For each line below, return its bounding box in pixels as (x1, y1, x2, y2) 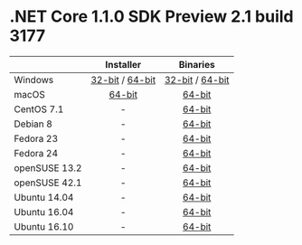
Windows (14, 73, 54, 86)
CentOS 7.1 (14, 102, 64, 115)
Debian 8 (14, 118, 52, 130)
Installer (105, 58, 142, 71)
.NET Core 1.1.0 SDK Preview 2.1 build (9, 6, 294, 27)
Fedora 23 (14, 132, 59, 145)
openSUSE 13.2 (14, 161, 82, 174)
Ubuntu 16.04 (14, 205, 74, 218)
